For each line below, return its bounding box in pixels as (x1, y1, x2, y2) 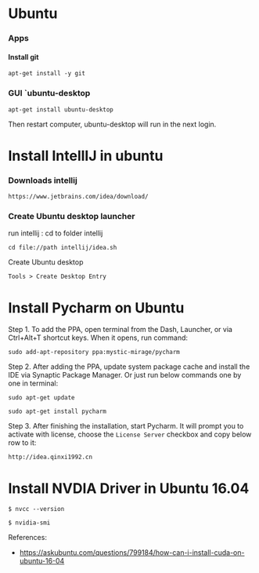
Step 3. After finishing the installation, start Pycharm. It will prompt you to (8, 422, 244, 431)
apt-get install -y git (8, 70, 86, 78)
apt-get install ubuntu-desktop (8, 105, 113, 114)
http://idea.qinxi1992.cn (8, 453, 92, 462)
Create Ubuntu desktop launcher (8, 211, 135, 222)
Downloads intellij (8, 174, 78, 185)
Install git (8, 52, 39, 61)
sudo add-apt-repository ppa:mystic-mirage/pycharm (8, 349, 180, 356)
